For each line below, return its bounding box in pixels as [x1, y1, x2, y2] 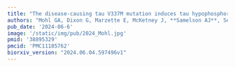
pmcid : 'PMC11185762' [7, 43, 71, 50]
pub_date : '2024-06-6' [7, 23, 73, 30]
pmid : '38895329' [7, 36, 58, 43]
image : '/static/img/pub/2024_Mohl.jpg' [7, 29, 127, 37]
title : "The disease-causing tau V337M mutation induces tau [7, 10, 190, 17]
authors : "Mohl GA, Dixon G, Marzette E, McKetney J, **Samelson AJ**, [7, 17, 220, 24]
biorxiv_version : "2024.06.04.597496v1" [7, 50, 127, 57]
